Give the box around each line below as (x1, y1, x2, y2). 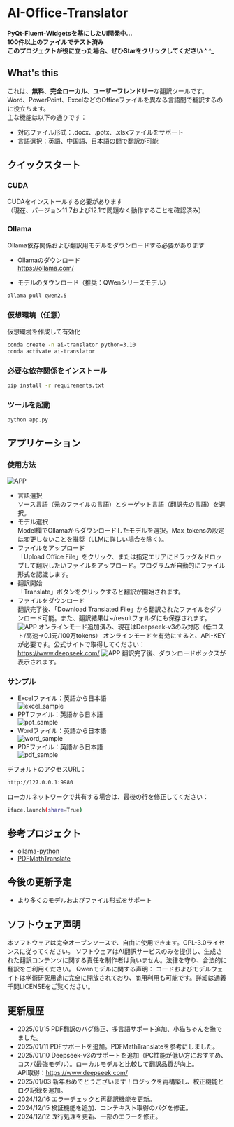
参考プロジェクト (7, 828, 81, 840)
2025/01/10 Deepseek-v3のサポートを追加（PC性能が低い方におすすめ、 (17, 1051, 227, 1059)
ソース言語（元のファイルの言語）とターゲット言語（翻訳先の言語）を (17, 500, 220, 508)
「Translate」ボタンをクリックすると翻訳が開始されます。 (17, 587, 185, 596)
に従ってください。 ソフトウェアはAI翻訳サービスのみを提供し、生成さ (19, 948, 222, 956)
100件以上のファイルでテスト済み (7, 37, 104, 46)
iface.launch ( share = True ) (7, 806, 82, 814)
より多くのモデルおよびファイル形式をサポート (17, 896, 152, 905)
